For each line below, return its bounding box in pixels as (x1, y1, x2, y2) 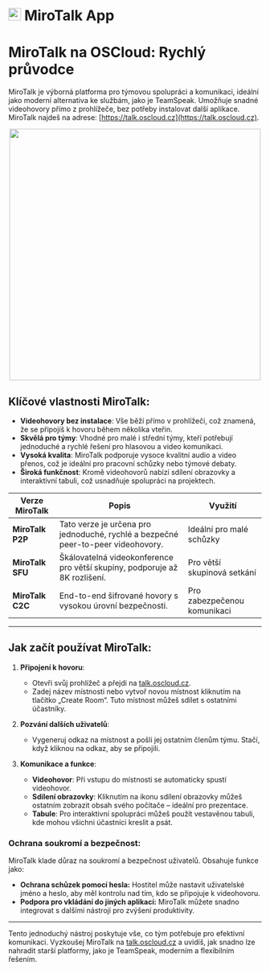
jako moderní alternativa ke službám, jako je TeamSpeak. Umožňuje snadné (8, 96, 259, 105)
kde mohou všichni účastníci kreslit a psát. (31, 817, 173, 827)
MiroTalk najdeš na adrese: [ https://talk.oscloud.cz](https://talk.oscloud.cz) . (8, 113, 260, 122)
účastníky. (31, 704, 67, 713)
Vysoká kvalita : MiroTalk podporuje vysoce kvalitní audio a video (19, 450, 237, 460)
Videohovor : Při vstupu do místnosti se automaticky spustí (31, 774, 227, 784)
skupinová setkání (187, 567, 256, 578)
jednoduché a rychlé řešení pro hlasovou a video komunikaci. (19, 441, 223, 451)
